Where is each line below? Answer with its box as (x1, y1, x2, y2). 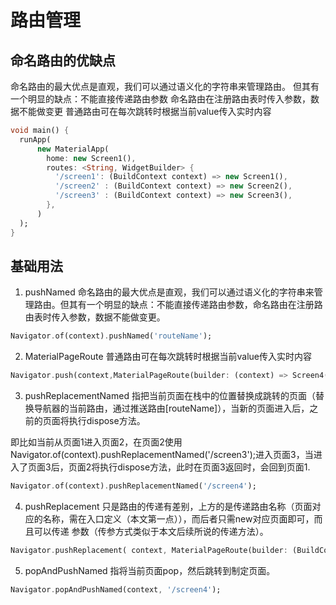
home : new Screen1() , (46, 153, 137, 163)
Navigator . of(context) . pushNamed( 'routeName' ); (10, 331, 213, 341)
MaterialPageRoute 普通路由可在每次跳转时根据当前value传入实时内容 (24, 351, 313, 363)
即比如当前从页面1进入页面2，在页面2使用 (10, 436, 183, 448)
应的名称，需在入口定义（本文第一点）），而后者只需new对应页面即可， (24, 512, 315, 525)
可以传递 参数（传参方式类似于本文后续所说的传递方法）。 (33, 525, 269, 537)
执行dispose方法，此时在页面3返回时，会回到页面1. (99, 461, 311, 473)
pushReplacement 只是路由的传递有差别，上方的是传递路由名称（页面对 (24, 500, 322, 512)
